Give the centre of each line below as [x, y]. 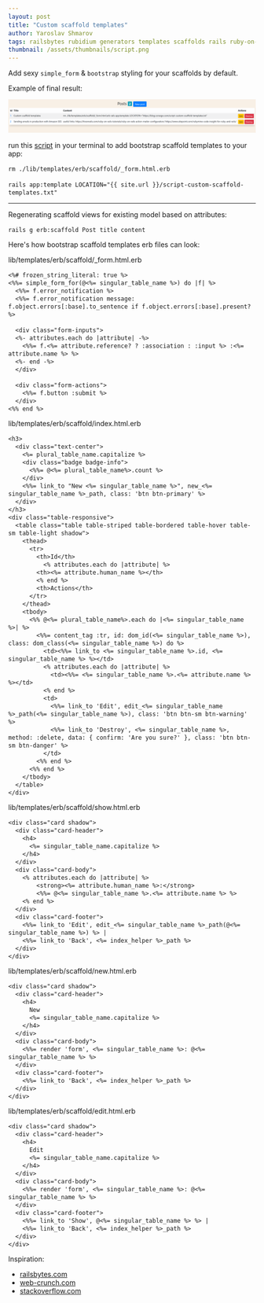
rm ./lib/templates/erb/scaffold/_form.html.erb [89, 169]
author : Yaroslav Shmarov [50, 33]
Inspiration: [26, 1259]
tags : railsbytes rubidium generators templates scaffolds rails [117, 42]
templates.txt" [33, 193]
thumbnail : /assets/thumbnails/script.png [79, 50]
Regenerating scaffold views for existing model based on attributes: [118, 215]
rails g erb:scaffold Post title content [77, 230]
